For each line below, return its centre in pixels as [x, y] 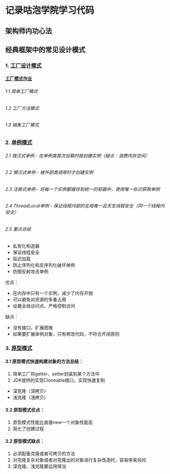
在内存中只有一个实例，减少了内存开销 [53, 293]
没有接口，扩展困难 [33, 328]
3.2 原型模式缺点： [25, 441]
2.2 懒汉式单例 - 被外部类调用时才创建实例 [49, 172]
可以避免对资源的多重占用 [39, 300]
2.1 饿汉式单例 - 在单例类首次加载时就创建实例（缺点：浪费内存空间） [78, 156]
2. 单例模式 [19, 142]
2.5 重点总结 [18, 229]
